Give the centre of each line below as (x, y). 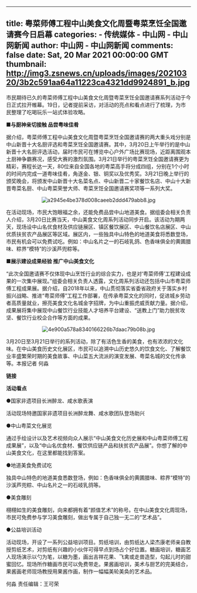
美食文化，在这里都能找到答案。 (50, 452)
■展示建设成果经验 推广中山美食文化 (50, 261)
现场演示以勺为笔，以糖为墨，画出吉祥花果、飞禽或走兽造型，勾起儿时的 (98, 557)
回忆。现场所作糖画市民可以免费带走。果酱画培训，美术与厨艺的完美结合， (101, 564)
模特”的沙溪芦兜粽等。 (56, 248)
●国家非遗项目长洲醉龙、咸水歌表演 (50, 401)
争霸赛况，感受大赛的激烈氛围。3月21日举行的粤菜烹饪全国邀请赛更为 (105, 159)
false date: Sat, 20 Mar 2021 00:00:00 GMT (87, 55)
